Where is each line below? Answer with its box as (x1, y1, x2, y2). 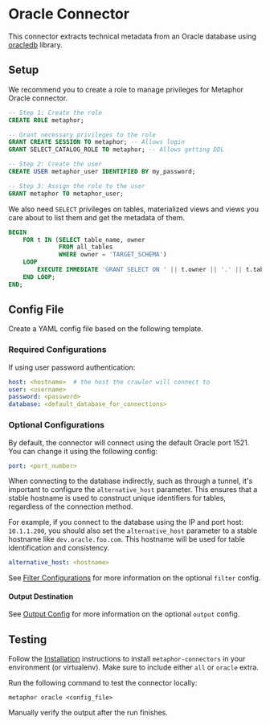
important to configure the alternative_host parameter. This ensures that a (8, 485, 258, 494)
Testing (8, 633, 47, 646)
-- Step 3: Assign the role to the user (8, 182, 146, 190)
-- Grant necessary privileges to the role (8, 130, 157, 139)
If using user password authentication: (8, 362, 136, 372)
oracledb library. (8, 39, 63, 49)
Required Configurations (8, 344, 107, 355)
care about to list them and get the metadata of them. (8, 212, 185, 222)
